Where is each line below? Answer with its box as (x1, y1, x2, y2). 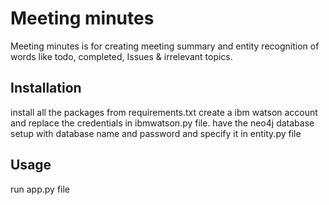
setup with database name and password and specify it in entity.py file (10, 127, 302, 139)
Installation (10, 80, 82, 97)
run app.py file (10, 183, 71, 195)
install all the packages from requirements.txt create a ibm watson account (10, 106, 318, 118)
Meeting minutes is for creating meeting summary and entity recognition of (10, 40, 320, 52)
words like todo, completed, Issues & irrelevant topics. (10, 50, 233, 62)
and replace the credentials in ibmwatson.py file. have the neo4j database (10, 117, 315, 129)
